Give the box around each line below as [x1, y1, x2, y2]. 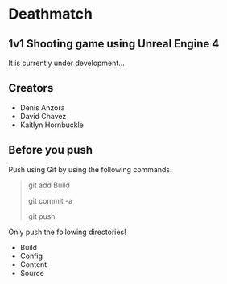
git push [27, 211, 56, 221]
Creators [8, 81, 54, 95]
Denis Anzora [19, 102, 66, 113]
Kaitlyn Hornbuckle [19, 120, 85, 130]
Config [19, 251, 43, 261]
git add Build [27, 180, 71, 190]
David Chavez [19, 111, 67, 121]
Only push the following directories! [8, 227, 126, 237]
